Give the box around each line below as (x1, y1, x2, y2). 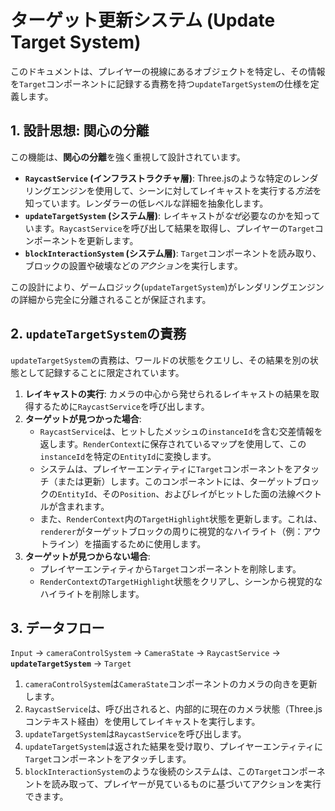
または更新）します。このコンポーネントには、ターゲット (57, 475, 294, 487)
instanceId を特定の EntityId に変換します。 (39, 450, 217, 462)
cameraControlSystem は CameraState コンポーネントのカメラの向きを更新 (24, 678, 318, 690)
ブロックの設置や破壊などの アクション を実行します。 (24, 259, 243, 271)
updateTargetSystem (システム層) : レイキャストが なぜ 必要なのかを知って (24, 209, 321, 221)
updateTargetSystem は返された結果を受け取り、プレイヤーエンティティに (24, 741, 323, 753)
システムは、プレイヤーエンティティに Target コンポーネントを (39, 462, 294, 475)
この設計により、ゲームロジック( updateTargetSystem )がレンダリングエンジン (10, 281, 325, 293)
